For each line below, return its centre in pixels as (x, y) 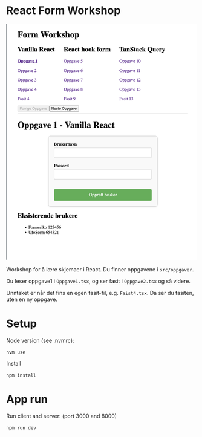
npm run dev (21, 428)
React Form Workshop (64, 11)
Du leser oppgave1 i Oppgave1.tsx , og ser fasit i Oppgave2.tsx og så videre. (98, 281)
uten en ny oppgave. (32, 299)
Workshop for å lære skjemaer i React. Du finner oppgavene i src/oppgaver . (100, 269)
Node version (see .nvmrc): (40, 340)
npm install (21, 375)
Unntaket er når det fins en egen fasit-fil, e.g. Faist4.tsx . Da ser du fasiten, (100, 293)
